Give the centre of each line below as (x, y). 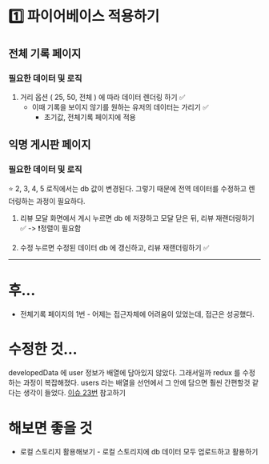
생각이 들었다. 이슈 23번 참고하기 (74, 393)
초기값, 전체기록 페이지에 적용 (90, 117)
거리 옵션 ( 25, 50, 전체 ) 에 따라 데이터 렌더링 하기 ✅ (102, 97)
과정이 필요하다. (60, 201)
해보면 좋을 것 (50, 428)
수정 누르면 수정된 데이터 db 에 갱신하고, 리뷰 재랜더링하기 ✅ (114, 247)
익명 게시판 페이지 (50, 145)
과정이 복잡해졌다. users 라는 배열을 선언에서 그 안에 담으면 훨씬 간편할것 (137, 383)
